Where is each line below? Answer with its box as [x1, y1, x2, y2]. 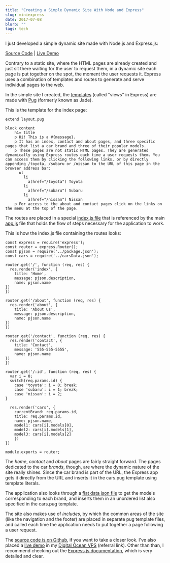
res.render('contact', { [10, 338, 62, 343]
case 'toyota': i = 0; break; [14, 383, 79, 388]
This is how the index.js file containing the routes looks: [5, 230, 121, 236]
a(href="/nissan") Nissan [27, 197, 83, 202]
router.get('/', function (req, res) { [5, 262, 90, 267]
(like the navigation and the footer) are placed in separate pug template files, [5, 516, 165, 522]
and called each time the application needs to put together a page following [5, 522, 163, 528]
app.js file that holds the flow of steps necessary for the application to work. [5, 220, 165, 227]
